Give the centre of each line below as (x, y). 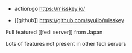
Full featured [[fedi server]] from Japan (54, 32)
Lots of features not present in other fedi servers (66, 44)
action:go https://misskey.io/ (50, 9)
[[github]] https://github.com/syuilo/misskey (69, 20)
